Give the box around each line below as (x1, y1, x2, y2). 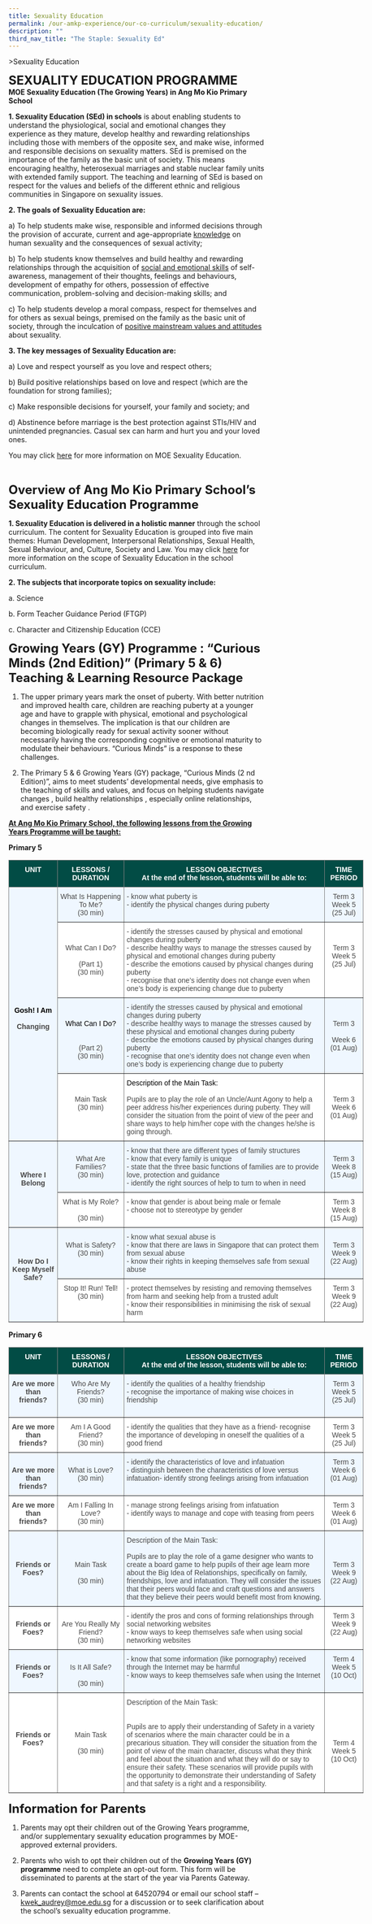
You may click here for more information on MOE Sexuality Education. (8, 450, 242, 460)
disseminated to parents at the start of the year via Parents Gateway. (19, 1873, 250, 1883)
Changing (16, 1022, 50, 1031)
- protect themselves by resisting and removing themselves (126, 1283, 312, 1293)
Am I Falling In (67, 1501, 114, 1510)
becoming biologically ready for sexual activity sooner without (19, 727, 229, 736)
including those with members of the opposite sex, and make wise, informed (8, 137, 264, 147)
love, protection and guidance (126, 1170, 220, 1179)
